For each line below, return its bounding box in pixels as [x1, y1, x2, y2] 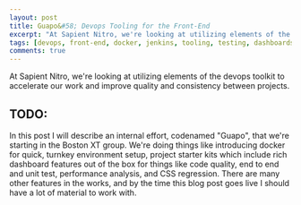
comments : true [9, 47, 66, 56]
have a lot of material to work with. [9, 187, 137, 198]
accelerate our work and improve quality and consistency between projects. [9, 81, 290, 91]
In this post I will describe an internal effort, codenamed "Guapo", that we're [9, 130, 289, 141]
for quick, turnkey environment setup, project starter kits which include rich [9, 149, 288, 159]
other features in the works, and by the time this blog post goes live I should [9, 177, 289, 188]
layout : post [9, 13, 58, 22]
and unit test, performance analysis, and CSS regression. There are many [9, 167, 280, 179]
